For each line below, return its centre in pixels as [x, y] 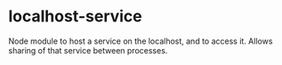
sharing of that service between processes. [88, 50]
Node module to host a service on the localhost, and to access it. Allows [141, 41]
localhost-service [76, 16]
